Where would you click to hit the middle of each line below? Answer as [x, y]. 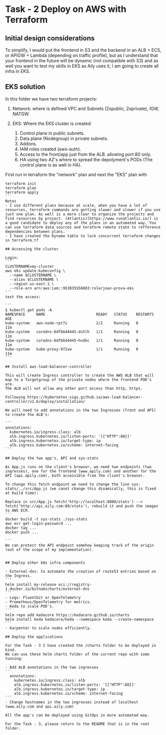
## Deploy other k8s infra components [45, 563]
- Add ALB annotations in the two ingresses [52, 667]
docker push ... [22, 532]
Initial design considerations [50, 38]
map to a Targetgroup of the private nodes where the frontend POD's [79, 379]
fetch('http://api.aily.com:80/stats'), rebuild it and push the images [82, 506]
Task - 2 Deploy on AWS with [66, 9]
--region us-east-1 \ [32, 284]
